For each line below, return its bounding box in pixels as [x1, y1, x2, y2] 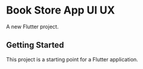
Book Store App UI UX [6, 4, 115, 17]
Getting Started [6, 40, 64, 50]
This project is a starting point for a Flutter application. [6, 55, 138, 63]
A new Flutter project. [6, 23, 59, 30]
